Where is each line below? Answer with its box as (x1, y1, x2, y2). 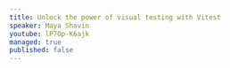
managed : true (9, 37, 62, 47)
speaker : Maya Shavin (9, 21, 90, 30)
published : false (9, 46, 74, 55)
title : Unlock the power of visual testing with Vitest (9, 12, 221, 22)
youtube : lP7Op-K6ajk (9, 29, 90, 38)
